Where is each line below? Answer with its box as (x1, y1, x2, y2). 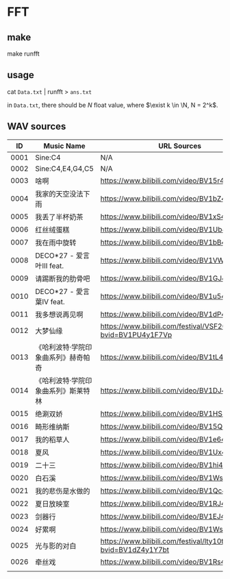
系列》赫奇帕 (49, 352, 90, 362)
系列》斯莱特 (49, 386, 90, 395)
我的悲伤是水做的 (35, 486, 90, 495)
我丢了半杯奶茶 (35, 212, 84, 221)
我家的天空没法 (35, 189, 84, 199)
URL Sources (158, 141, 202, 151)
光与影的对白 (35, 541, 77, 550)
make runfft (7, 49, 40, 58)
